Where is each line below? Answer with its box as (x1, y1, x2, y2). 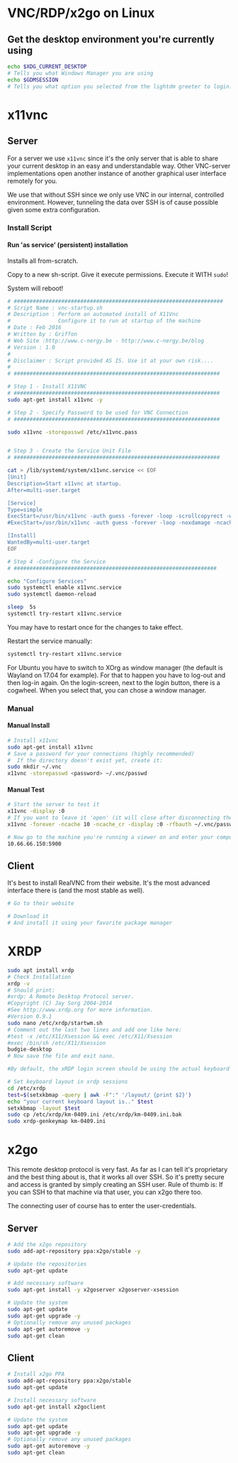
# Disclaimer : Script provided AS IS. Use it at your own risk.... (7, 357, 214, 364)
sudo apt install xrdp (7, 967, 74, 974)
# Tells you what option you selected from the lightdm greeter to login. (7, 83, 233, 90)
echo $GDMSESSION (7, 76, 59, 83)
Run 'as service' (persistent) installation (7, 241, 128, 249)
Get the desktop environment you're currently (7, 33, 215, 45)
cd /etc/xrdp (7, 1085, 46, 1092)
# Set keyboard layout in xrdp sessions (7, 1078, 129, 1085)
